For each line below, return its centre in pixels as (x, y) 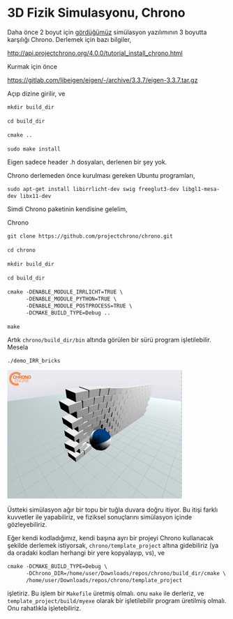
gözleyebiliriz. (27, 524)
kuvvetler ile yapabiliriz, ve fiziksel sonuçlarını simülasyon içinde (100, 517)
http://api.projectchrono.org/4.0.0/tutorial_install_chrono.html (95, 53)
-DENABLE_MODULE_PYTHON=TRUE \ (71, 299)
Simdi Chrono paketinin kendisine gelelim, (67, 209)
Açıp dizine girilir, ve (36, 93)
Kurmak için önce (32, 66)
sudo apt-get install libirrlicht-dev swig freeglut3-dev (93, 189)
